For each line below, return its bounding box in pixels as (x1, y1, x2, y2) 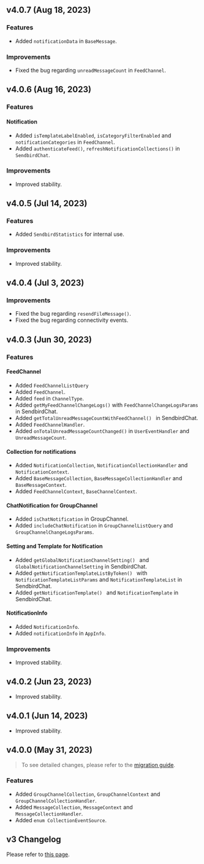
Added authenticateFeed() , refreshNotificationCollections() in (15, 144, 180, 152)
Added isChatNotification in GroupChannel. (15, 515, 129, 523)
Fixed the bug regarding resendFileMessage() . (15, 310, 132, 317)
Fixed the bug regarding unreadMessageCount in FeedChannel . (15, 66, 167, 74)
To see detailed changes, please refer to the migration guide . (21, 761, 176, 768)
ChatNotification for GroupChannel (6, 502, 98, 509)
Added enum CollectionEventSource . (15, 816, 107, 823)
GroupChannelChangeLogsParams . (15, 528, 94, 536)
